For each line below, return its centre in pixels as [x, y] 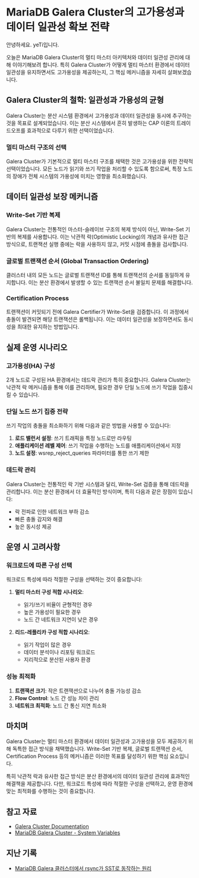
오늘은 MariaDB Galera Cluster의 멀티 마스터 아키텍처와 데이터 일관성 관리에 [95, 57]
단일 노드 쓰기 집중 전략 [37, 411]
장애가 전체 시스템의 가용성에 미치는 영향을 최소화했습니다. [80, 177]
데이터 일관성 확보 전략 [58, 27]
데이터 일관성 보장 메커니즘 [52, 197]
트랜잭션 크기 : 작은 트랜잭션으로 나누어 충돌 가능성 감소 [78, 691]
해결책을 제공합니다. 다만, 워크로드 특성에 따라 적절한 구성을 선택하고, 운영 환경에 [99, 784]
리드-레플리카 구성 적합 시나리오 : [52, 632]
